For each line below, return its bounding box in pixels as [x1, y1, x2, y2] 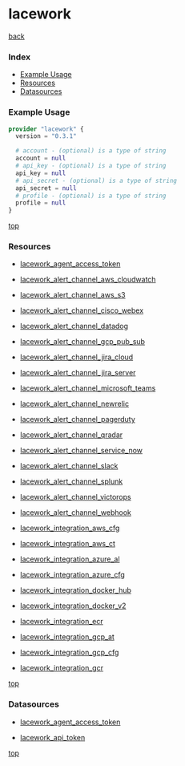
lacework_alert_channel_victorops [19, 492, 131, 502]
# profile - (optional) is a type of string [15, 192, 167, 200]
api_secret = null [15, 184, 78, 193]
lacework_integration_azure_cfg [19, 570, 126, 580]
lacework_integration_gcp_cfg [19, 647, 119, 658]
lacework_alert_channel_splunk [19, 476, 123, 486]
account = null [15, 154, 66, 163]
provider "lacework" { [8, 125, 84, 133]
